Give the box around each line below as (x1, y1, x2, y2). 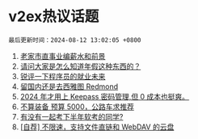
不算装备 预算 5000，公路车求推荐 (19, 102, 135, 112)
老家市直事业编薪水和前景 (19, 51, 106, 61)
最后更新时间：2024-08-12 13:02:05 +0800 (8, 36, 141, 44)
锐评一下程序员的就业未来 (19, 71, 106, 81)
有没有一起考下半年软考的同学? (19, 112, 124, 121)
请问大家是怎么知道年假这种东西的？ (19, 61, 141, 71)
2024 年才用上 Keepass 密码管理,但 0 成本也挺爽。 (19, 91, 190, 101)
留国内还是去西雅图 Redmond (19, 82, 119, 91)
